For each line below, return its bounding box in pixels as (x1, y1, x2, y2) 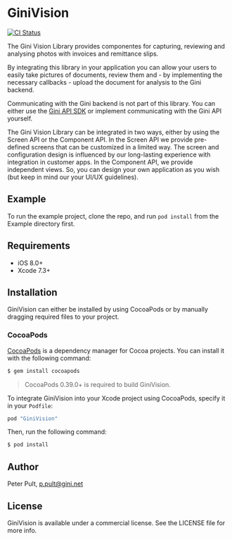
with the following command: (7, 354, 91, 362)
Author (7, 460, 39, 473)
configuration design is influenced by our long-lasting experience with (7, 150, 211, 159)
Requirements (7, 240, 70, 252)
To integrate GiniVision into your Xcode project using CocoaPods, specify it (7, 393, 226, 403)
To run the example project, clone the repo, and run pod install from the (7, 211, 219, 220)
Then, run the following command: (7, 428, 107, 436)
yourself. (7, 114, 33, 123)
